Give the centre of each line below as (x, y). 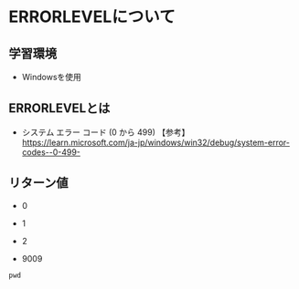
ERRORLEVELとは (59, 108)
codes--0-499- (51, 152)
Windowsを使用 (51, 77)
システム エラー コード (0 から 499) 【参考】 (106, 132)
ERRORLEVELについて (92, 17)
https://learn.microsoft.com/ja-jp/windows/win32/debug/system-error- (155, 142)
